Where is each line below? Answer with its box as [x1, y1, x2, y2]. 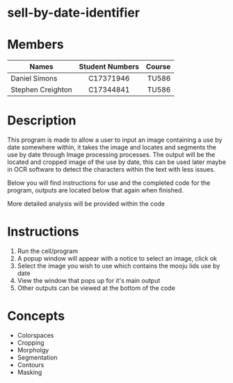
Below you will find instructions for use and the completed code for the [7, 179, 211, 187]
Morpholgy [17, 345, 49, 354]
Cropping [17, 339, 45, 347]
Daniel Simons [10, 74, 58, 83]
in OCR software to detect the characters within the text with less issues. [7, 165, 216, 174]
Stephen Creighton [10, 85, 73, 95]
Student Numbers [79, 62, 139, 72]
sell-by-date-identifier [7, 5, 140, 21]
